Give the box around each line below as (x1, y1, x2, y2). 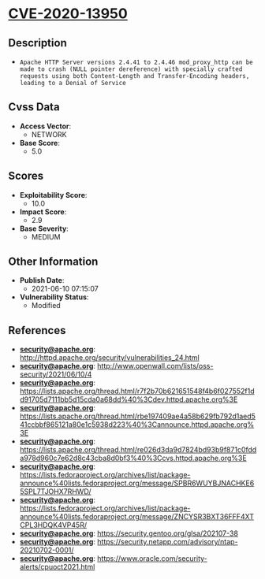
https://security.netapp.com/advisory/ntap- (97, 537, 238, 547)
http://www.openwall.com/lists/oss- (97, 362, 214, 371)
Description (8, 36, 67, 50)
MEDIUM (31, 232, 61, 241)
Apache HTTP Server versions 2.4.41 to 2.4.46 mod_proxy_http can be (19, 58, 254, 66)
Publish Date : (19, 276, 65, 285)
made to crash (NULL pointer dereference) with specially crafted (19, 65, 243, 73)
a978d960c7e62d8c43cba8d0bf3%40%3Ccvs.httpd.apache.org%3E (19, 454, 247, 463)
